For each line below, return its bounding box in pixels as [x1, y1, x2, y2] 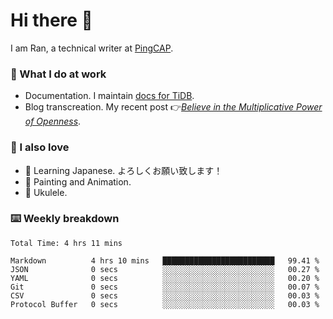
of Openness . [24, 115, 82, 128]
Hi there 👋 [10, 9, 93, 32]
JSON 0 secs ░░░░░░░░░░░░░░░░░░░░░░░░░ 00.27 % [10, 264, 320, 274]
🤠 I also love [10, 140, 70, 154]
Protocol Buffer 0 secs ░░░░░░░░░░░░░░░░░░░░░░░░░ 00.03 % [10, 299, 320, 309]
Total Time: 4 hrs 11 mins [10, 238, 123, 248]
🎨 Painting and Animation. [24, 175, 132, 188]
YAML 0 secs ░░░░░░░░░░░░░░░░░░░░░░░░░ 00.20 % [10, 273, 320, 283]
